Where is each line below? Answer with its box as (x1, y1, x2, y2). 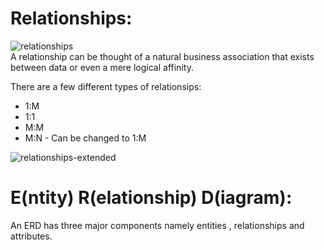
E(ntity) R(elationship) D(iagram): (10, 187, 293, 209)
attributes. (10, 230, 53, 242)
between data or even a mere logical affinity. (10, 61, 194, 73)
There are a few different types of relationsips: (10, 80, 202, 92)
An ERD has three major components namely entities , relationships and (10, 219, 305, 231)
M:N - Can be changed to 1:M (24, 132, 147, 144)
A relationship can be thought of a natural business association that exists (10, 50, 315, 62)
